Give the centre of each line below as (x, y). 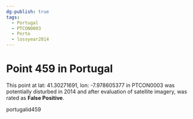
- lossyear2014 (30, 39)
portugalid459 (24, 109)
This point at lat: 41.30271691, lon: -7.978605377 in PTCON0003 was (91, 85)
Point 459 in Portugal (60, 69)
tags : (13, 17)
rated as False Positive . (35, 98)
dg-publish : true (28, 12)
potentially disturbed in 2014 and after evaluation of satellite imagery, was (97, 91)
